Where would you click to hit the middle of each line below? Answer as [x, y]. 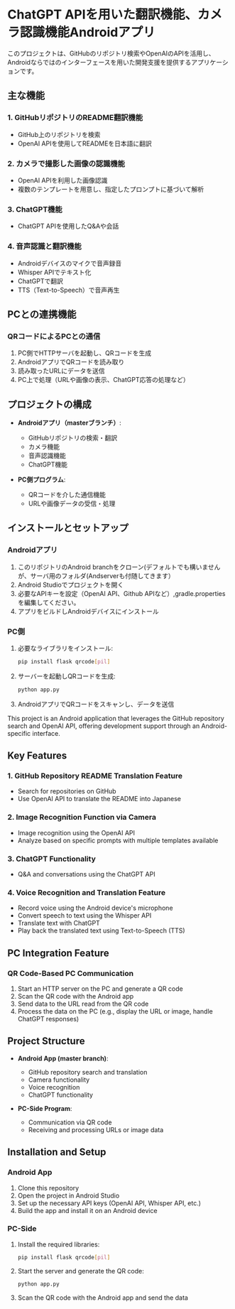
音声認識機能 [47, 456]
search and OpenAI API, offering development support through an [104, 726]
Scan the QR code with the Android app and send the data [103, 1298]
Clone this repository [48, 1188]
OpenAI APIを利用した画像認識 [62, 180]
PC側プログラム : [42, 479]
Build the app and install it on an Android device [87, 1210]
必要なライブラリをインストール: [65, 648]
